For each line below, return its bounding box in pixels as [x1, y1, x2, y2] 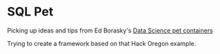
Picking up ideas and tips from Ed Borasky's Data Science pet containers [7, 26, 214, 34]
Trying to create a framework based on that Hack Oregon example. [7, 39, 197, 47]
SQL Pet [7, 4, 53, 20]
